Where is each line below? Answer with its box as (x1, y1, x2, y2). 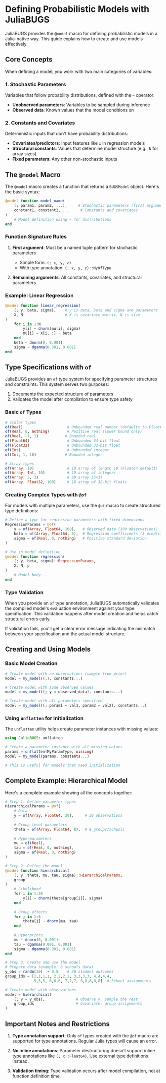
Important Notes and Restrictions (5, 1020, 110, 1028)
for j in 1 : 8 (14, 914, 41, 919)
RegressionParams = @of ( (5, 522, 56, 527)
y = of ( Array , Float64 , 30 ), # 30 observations (14, 813, 123, 818)
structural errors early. (5, 616, 51, 622)
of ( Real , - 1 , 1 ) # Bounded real (5, 434, 96, 439)
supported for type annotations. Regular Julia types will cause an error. (12, 1038, 157, 1044)
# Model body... (14, 573, 48, 578)
